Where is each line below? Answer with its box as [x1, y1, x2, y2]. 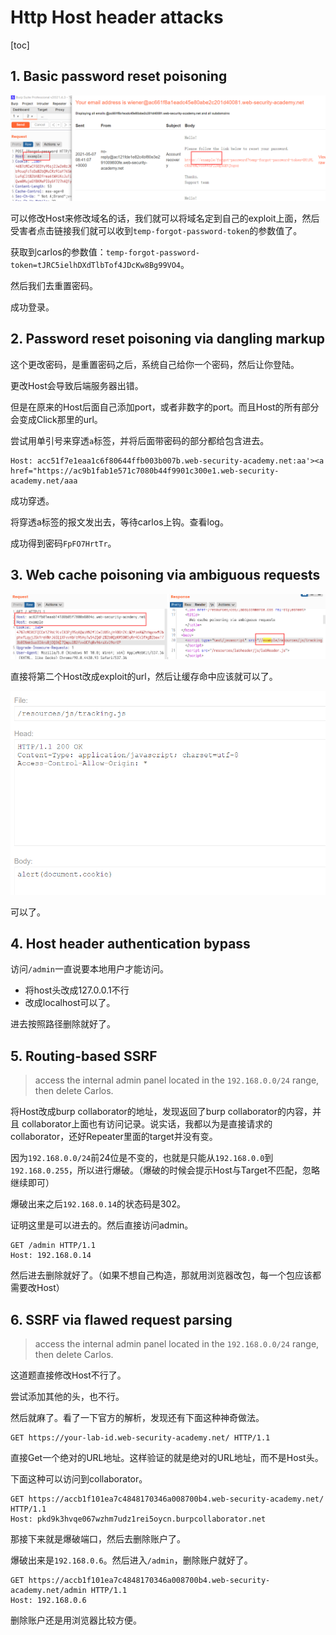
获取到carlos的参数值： [10, 246, 107, 258]
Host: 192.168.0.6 [10, 1596, 87, 1606]
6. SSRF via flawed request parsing [10, 1311, 233, 1328]
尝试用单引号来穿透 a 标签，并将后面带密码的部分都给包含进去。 [10, 434, 270, 446]
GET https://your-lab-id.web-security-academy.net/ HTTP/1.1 [10, 1433, 271, 1443]
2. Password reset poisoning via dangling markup [10, 331, 325, 348]
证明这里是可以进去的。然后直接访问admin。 [10, 1219, 194, 1231]
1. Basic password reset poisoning [10, 68, 228, 85]
